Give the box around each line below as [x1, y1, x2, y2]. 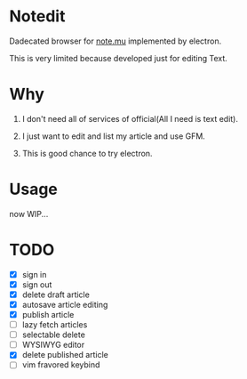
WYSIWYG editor [21, 340, 85, 351]
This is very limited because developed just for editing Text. [9, 52, 228, 63]
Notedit [9, 6, 66, 27]
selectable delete [21, 329, 86, 340]
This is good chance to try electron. [21, 148, 153, 158]
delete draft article [21, 289, 91, 300]
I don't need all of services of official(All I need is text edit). [21, 113, 238, 124]
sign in [21, 269, 47, 279]
